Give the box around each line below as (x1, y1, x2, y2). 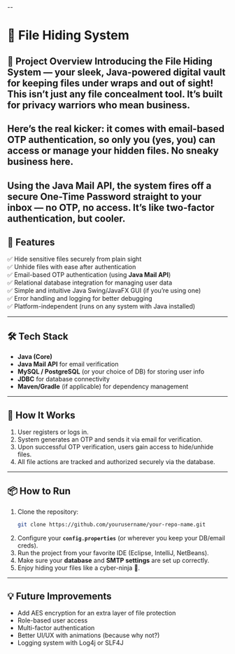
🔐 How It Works (7, 409, 76, 421)
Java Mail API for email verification (17, 360, 119, 369)
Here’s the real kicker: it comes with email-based (7, 123, 225, 135)
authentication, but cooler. (7, 212, 126, 224)
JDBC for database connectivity (17, 375, 111, 383)
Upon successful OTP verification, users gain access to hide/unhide (17, 442, 214, 451)
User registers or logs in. (17, 428, 89, 436)
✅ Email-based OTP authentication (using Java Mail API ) (7, 271, 171, 279)
